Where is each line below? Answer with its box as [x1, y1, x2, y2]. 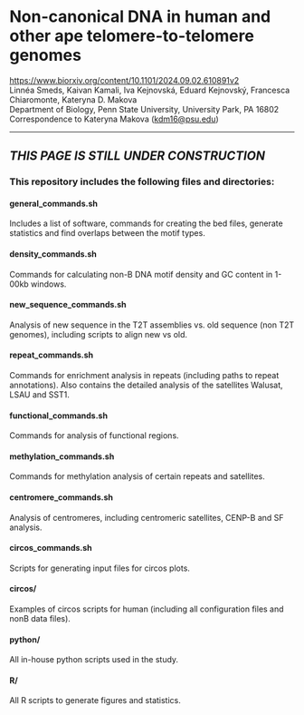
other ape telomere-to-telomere [9, 25, 255, 46]
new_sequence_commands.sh [9, 299, 127, 310]
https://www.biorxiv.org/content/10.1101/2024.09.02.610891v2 [9, 74, 240, 85]
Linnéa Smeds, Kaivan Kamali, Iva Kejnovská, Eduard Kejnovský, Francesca [9, 84, 290, 95]
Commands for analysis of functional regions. [9, 430, 179, 441]
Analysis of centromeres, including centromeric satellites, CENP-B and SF [9, 512, 284, 523]
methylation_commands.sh [9, 451, 115, 462]
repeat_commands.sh [9, 349, 94, 360]
